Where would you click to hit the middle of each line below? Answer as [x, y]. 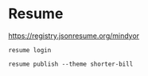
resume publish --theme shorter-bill [71, 64]
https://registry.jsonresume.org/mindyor [74, 36]
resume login [30, 50]
